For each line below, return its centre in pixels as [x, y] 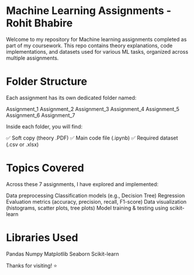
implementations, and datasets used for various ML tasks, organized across [97, 51]
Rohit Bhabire [39, 23]
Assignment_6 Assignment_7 [41, 115]
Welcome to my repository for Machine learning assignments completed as [96, 39]
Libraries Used [42, 238]
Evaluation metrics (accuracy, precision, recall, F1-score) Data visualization [96, 201]
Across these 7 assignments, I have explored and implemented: [82, 184]
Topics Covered [45, 168]
